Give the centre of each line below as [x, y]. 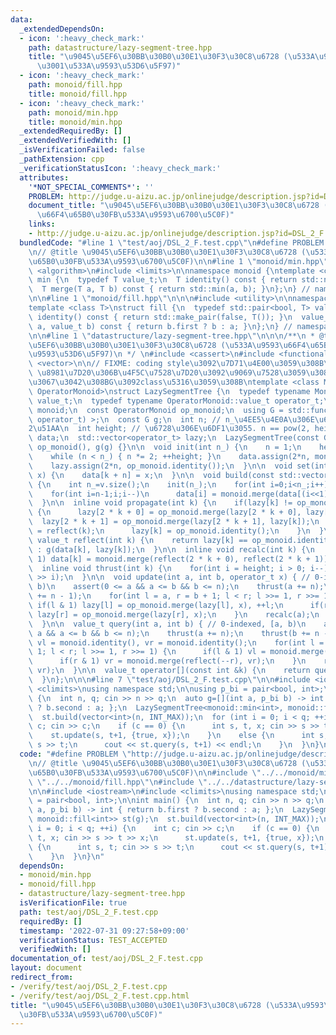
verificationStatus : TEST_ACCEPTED [93, 940]
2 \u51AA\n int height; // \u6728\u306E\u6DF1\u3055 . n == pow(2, [169, 429]
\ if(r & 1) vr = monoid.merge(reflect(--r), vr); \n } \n [167, 661]
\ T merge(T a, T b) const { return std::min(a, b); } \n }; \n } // [169, 289]
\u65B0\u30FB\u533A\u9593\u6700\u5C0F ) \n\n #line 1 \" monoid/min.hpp [174, 261]
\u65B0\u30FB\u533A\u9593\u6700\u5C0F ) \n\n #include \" [145, 772]
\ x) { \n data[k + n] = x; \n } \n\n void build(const [151, 475]
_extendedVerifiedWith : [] [75, 141]
